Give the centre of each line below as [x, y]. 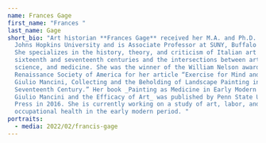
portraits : [25, 119]
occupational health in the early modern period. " [102, 112]
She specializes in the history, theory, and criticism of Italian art [136, 52]
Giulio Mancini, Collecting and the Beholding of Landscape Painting [132, 82]
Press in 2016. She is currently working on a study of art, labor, [130, 104]
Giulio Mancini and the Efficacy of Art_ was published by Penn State [134, 97]
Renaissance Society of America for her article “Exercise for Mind [130, 75]
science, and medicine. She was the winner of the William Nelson [127, 68]
